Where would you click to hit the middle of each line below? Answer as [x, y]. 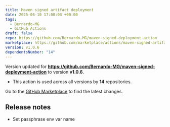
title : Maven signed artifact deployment [50, 10]
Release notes [28, 107]
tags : [11, 19]
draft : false [19, 33]
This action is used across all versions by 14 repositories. [72, 82]
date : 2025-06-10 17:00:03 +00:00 [42, 15]
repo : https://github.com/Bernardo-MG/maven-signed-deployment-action [81, 38]
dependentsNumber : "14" [30, 52]
